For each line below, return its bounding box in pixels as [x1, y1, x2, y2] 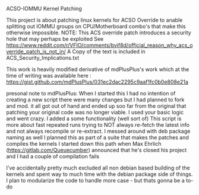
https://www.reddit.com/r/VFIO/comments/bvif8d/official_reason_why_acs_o [6, 41, 193, 49]
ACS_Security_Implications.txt [6, 55, 79, 61]
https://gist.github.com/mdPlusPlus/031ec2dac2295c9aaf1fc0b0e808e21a [6, 78, 189, 85]
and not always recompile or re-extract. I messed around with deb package [6, 127, 191, 135]
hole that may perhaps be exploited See [6, 36, 104, 42]
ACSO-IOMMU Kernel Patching [6, 5, 82, 12]
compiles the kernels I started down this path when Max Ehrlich [6, 140, 162, 147]
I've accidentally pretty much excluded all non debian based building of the [6, 164, 190, 171]
